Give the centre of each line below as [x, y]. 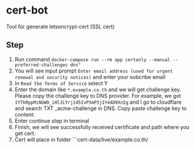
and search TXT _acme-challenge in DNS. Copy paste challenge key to [100, 108]
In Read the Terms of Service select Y [61, 83]
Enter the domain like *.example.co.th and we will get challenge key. [98, 90]
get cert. [25, 133]
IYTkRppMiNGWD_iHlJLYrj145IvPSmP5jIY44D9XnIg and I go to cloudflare [98, 102]
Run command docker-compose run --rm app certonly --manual [92, 59]
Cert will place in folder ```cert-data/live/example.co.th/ [81, 140]
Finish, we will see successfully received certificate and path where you [102, 127]
